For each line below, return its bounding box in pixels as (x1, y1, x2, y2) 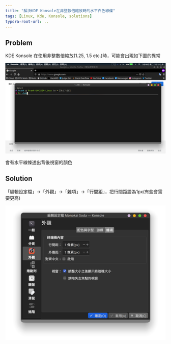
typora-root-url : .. (5, 19, 49, 24)
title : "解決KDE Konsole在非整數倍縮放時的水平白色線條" (5, 8, 116, 13)
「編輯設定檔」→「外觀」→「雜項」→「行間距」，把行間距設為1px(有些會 (5, 189, 158, 195)
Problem (5, 38, 33, 47)
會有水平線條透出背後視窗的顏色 (5, 159, 72, 165)
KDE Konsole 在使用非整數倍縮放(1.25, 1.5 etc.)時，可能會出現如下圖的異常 (5, 52, 161, 59)
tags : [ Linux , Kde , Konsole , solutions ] (5, 13, 93, 19)
